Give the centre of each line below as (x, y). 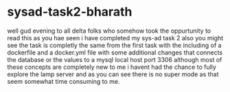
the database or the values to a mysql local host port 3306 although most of (115, 59)
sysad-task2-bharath (70, 12)
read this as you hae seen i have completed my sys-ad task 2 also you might (115, 37)
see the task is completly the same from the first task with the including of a (114, 45)
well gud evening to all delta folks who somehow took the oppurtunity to (109, 31)
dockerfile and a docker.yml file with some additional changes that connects (115, 52)
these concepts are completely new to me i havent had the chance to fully (112, 67)
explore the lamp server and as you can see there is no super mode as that (113, 74)
